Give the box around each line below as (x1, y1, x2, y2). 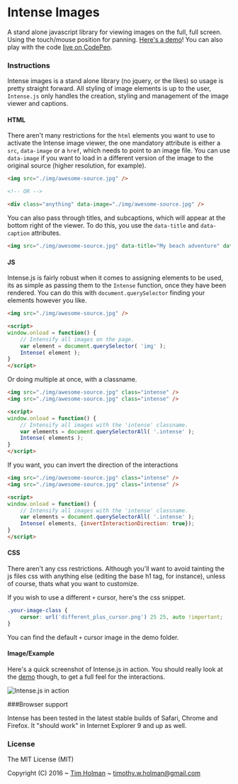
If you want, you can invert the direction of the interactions (7, 460, 178, 469)
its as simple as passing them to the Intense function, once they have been (7, 281, 227, 289)
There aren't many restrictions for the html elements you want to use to (7, 131, 215, 140)
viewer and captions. (7, 99, 69, 108)
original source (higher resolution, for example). (7, 161, 147, 170)
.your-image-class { (7, 607, 69, 614)
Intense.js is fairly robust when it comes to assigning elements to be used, (7, 274, 224, 282)
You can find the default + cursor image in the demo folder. (7, 633, 179, 641)
